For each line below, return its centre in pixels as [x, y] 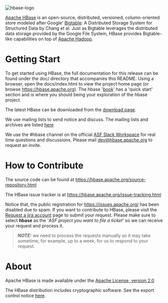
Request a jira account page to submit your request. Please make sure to [80, 215]
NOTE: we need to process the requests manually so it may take [84, 235]
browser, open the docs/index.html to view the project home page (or [77, 84]
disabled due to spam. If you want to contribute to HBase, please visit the [81, 209]
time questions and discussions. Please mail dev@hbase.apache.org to [79, 140]
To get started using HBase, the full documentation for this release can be [82, 73]
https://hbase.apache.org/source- [110, 179]
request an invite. [23, 145]
